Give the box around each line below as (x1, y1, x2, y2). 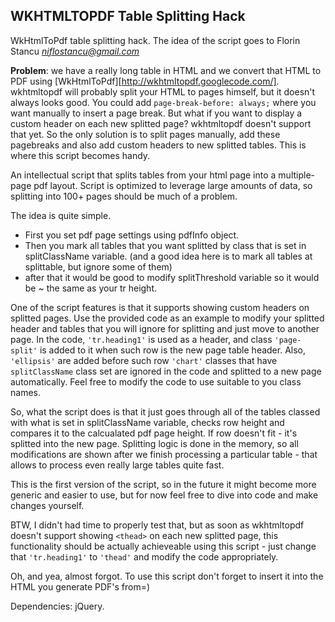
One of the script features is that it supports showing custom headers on (10, 301, 310, 313)
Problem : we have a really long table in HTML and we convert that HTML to (10, 64, 322, 76)
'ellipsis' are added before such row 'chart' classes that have (10, 354, 278, 366)
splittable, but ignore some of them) (24, 260, 173, 273)
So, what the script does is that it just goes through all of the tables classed (10, 405, 321, 418)
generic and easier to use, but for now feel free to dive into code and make (10, 489, 319, 501)
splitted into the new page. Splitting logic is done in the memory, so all (10, 437, 299, 449)
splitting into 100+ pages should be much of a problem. (10, 190, 238, 202)
